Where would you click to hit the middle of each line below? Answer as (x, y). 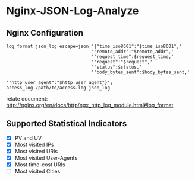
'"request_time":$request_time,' (133, 57)
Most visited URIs (36, 151)
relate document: (27, 99)
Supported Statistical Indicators (67, 123)
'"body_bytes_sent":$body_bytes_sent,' (141, 72)
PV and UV (28, 138)
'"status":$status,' (117, 67)
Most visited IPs (34, 144)
